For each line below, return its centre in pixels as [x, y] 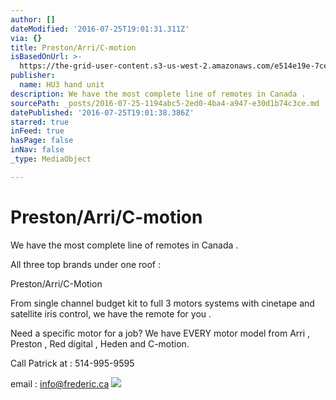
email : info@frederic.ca [60, 383]
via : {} [26, 38]
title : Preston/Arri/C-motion [73, 47]
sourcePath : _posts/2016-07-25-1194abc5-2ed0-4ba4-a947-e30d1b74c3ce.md [165, 103]
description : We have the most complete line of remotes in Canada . [158, 94]
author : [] [33, 19]
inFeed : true [37, 131]
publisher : [33, 76]
